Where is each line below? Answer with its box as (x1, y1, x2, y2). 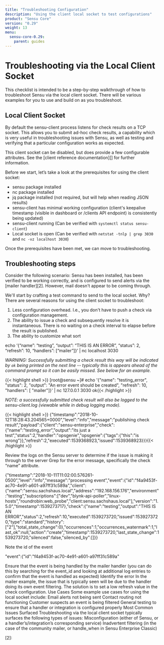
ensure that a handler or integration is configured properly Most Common (5, 605, 153, 611)
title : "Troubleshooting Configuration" (5, 7, 89, 12)
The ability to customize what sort (12, 333, 81, 339)
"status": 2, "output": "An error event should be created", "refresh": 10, (5, 382, 148, 388)
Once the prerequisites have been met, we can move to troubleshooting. (5, 245, 151, 251)
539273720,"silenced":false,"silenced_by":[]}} (5, 534, 98, 541)
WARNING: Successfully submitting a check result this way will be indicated (5, 357, 159, 363)
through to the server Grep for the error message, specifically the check (5, 458, 151, 463)
